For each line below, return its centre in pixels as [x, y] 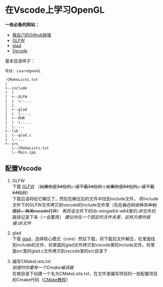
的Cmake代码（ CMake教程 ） [41, 280]
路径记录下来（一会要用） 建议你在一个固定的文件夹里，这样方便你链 [81, 217]
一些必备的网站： [22, 24]
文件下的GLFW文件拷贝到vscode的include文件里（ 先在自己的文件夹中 [82, 205]
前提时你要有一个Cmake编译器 [43, 267]
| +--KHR [15, 118]
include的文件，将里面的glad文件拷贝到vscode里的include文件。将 [83, 244]
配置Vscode [23, 168]
